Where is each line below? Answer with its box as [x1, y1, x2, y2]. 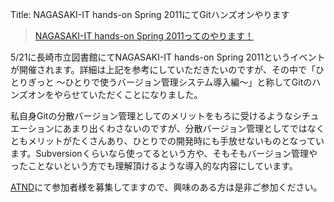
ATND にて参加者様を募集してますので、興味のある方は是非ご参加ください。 [10, 181, 323, 193]
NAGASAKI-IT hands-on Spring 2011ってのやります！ [34, 30, 254, 42]
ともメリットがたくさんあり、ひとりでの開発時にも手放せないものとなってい [10, 135, 325, 147]
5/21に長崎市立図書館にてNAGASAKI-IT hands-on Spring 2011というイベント [10, 51, 326, 63]
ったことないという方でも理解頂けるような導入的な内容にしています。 [10, 160, 298, 172]
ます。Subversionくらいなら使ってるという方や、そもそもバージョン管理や [10, 148, 318, 159]
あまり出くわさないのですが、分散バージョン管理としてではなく [62, 123, 325, 134]
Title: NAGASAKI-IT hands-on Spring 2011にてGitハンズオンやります [10, 9, 290, 20]
